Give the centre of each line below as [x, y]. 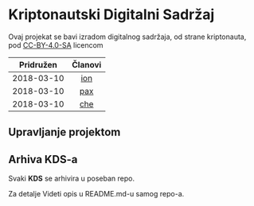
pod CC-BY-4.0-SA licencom [56, 45]
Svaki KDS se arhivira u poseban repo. [72, 179]
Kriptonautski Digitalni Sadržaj [111, 15]
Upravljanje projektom [64, 132]
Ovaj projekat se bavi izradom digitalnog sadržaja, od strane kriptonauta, [127, 37]
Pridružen [38, 64]
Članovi [86, 64]
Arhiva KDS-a [43, 159]
